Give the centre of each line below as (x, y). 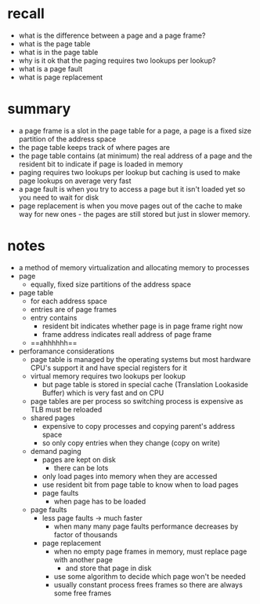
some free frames (82, 593)
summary (39, 109)
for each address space (69, 301)
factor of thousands (86, 534)
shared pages (52, 418)
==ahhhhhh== (54, 342)
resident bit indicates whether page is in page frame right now (143, 326)
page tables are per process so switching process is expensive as (137, 401)
